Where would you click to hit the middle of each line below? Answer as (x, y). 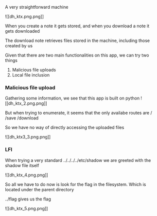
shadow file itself (22, 165)
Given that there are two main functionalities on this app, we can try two (77, 55)
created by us (19, 46)
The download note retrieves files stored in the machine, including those (77, 40)
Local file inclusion (31, 75)
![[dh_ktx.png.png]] (24, 16)
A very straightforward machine (37, 7)
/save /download (22, 118)
